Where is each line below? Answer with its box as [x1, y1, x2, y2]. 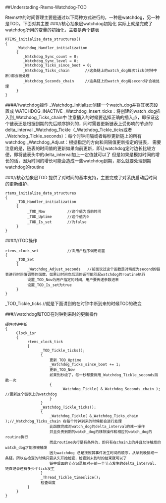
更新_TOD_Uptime [49, 358, 82, 362]
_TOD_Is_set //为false [27, 219, 87, 224]
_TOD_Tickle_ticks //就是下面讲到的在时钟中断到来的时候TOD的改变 [5, 300, 142, 306]
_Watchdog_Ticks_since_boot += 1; [49, 362, 121, 367]
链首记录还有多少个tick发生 [5, 466, 55, 471]
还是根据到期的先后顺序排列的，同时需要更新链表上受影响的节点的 [18, 121, 153, 126]
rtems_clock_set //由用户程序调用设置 [5, 248, 105, 253]
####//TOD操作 [5, 238, 37, 243]
